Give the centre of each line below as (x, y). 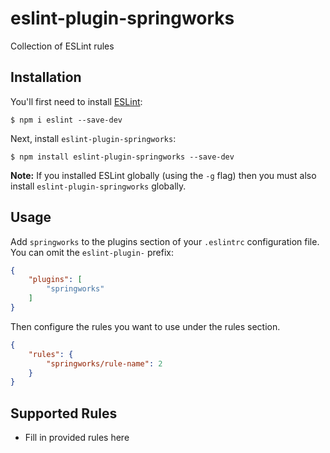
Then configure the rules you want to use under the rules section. (145, 326)
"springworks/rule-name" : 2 (104, 363)
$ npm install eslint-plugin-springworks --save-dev (122, 157)
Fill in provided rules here (77, 438)
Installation (46, 77)
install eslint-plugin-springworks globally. (98, 186)
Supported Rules (64, 413)
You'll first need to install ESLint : (76, 101)
